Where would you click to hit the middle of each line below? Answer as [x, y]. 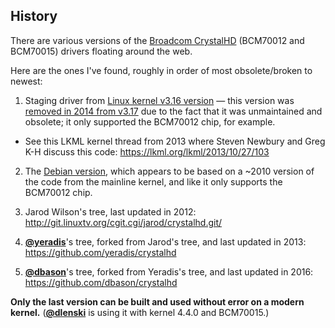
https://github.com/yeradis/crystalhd [100, 252]
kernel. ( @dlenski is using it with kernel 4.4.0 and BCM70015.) [140, 312]
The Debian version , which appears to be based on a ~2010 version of [169, 171]
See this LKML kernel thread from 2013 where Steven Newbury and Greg [175, 141]
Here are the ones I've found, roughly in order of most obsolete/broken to [161, 70]
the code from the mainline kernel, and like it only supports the [153, 181]
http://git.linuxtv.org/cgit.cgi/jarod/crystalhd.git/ [123, 222]
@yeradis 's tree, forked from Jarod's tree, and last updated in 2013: [165, 241]
